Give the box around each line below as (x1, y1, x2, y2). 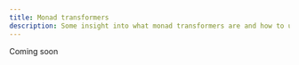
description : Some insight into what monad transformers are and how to (9, 21, 285, 30)
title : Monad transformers (9, 12, 109, 22)
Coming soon (9, 45, 59, 56)
